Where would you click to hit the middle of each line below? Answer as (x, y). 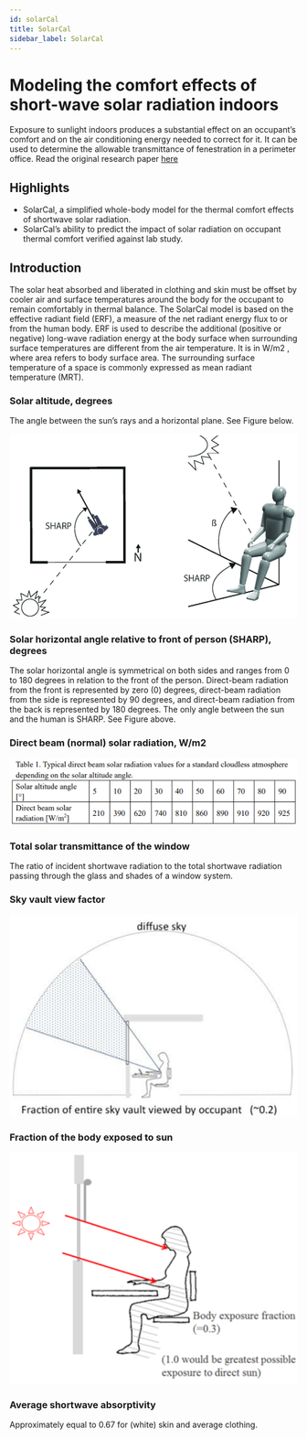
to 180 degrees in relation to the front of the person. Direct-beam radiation (149, 681)
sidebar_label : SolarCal (57, 38)
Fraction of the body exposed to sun (91, 1137)
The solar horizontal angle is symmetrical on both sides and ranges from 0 (149, 671)
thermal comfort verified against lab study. (103, 239)
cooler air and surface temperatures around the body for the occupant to (147, 299)
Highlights (40, 188)
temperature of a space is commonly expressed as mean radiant (131, 367)
